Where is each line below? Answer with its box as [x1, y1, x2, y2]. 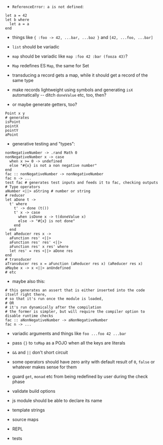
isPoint [5, 120, 21, 124]
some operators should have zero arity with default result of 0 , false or [12, 359, 155, 364]
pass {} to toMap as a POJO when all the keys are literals [12, 340, 125, 345]
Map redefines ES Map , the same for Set [12, 63, 89, 68]
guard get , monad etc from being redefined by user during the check [12, 374, 148, 379]
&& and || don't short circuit [12, 349, 68, 355]
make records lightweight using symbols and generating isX [12, 87, 133, 93]
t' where [9, 202, 27, 206]
